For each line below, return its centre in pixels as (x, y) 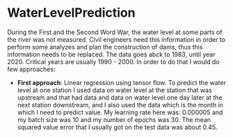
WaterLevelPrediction (71, 13)
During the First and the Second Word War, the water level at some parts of (115, 32)
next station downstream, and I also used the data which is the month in (120, 105)
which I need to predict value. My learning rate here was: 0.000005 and (120, 112)
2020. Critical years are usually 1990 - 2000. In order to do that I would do (114, 61)
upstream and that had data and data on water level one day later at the (120, 97)
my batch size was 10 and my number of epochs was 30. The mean (114, 119)
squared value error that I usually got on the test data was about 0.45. (117, 127)
